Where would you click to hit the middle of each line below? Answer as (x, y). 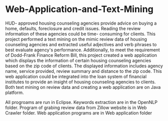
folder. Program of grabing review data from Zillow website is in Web (76, 107)
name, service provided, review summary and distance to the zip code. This (83, 71)
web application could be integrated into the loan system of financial (76, 76)
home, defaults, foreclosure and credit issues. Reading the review (73, 28)
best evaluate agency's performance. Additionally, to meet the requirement (83, 50)
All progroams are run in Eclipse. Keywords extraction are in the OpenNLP (81, 102)
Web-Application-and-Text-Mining (79, 9)
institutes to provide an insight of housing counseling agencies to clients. (80, 82)
